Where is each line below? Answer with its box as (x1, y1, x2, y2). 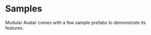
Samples (5, 3, 42, 14)
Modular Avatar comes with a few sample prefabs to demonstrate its (5, 19, 146, 25)
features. (5, 24, 24, 30)
